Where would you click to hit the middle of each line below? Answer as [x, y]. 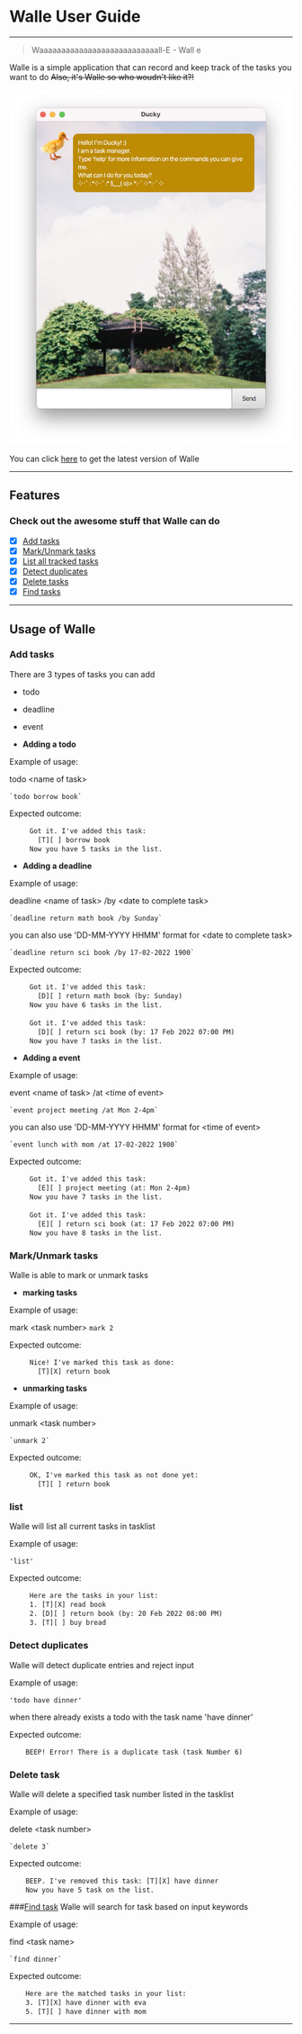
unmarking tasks [54, 1388]
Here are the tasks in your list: [94, 1596]
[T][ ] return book [74, 1485]
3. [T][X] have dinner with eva [86, 2003]
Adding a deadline [57, 866]
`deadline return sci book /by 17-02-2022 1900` [102, 952]
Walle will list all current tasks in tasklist [82, 1526]
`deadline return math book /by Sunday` [86, 918]
